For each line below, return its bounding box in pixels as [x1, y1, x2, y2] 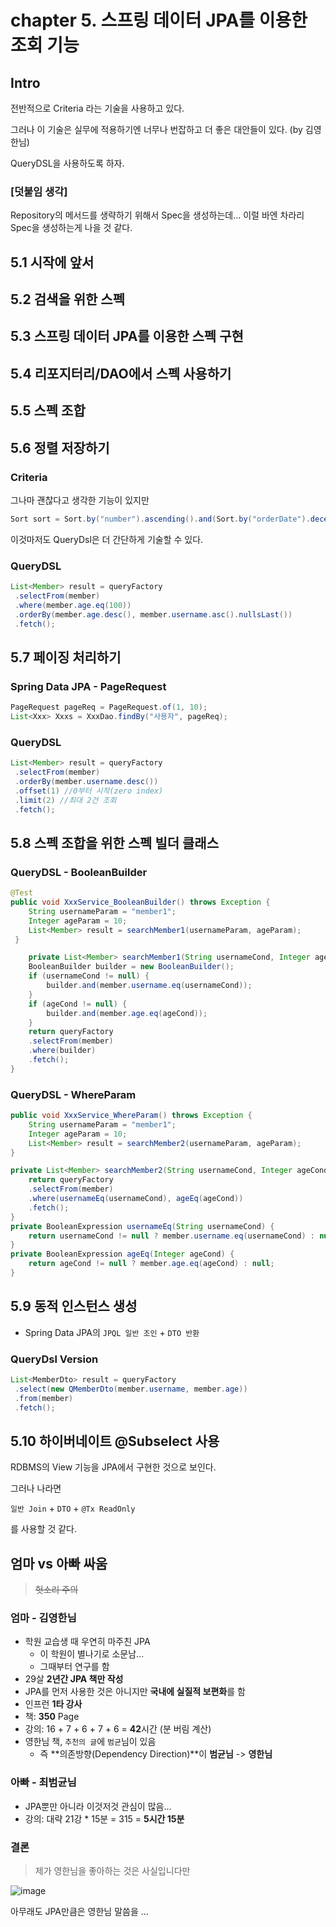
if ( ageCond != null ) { [28, 999, 128, 1009]
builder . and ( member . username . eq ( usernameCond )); [46, 981, 253, 991]
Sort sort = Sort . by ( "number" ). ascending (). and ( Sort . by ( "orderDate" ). [10, 514, 311, 524]
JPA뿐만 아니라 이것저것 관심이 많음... [24, 1800, 172, 1812]
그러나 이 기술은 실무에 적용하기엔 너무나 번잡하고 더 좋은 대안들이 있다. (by [10, 124, 303, 135]
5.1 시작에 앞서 [10, 254, 95, 271]
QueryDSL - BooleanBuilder [10, 865, 148, 879]
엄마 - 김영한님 [10, 1611, 77, 1625]
